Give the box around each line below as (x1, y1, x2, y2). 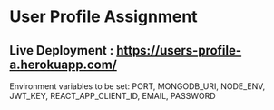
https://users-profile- (116, 43, 242, 58)
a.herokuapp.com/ (9, 56, 118, 72)
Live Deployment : (9, 43, 114, 58)
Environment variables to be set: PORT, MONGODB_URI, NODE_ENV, (9, 81, 266, 92)
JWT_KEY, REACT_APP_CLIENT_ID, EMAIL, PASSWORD (9, 91, 216, 101)
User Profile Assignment (9, 6, 198, 27)
